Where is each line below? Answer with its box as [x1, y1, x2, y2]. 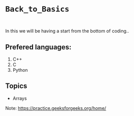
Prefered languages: [5, 43, 72, 51]
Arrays [12, 95, 27, 101]
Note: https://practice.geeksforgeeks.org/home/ [5, 105, 106, 111]
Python [12, 67, 28, 73]
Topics [5, 82, 28, 91]
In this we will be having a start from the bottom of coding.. [5, 28, 129, 34]
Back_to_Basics [5, 5, 70, 14]
